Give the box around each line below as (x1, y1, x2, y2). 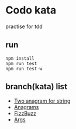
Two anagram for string (13, 97, 71, 104)
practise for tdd (5, 23, 43, 30)
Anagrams (13, 103, 39, 110)
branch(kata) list (5, 82, 68, 91)
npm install (5, 55, 34, 62)
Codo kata (5, 4, 57, 17)
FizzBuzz (13, 110, 36, 117)
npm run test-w (5, 66, 43, 72)
